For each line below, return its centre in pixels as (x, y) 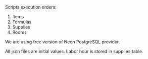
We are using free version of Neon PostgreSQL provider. (63, 42)
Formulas (22, 22)
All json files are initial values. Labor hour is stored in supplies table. (74, 51)
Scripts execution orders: (31, 7)
